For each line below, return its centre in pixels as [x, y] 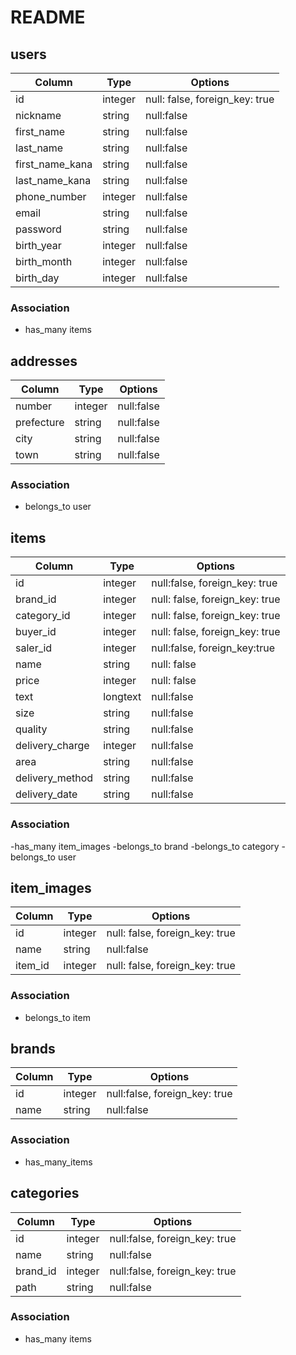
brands [33, 1049]
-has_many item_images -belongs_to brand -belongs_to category [145, 846]
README [48, 17]
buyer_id [36, 632]
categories [45, 1193]
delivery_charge [52, 746]
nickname [38, 115]
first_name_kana [54, 164]
